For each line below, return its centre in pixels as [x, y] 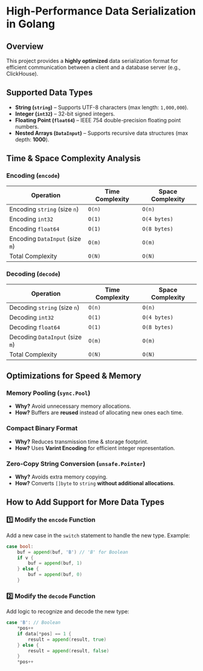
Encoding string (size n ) [44, 209]
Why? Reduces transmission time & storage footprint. [82, 441]
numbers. [27, 126]
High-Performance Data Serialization [101, 11]
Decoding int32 [32, 317]
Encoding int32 [31, 219]
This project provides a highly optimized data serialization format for [92, 61]
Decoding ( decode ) [33, 274]
